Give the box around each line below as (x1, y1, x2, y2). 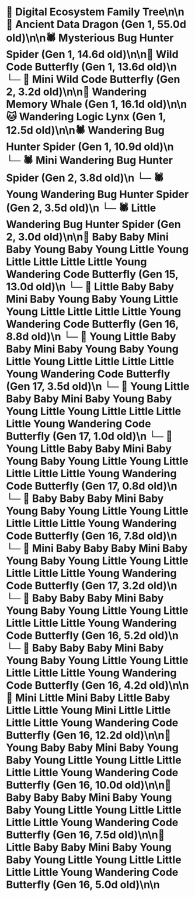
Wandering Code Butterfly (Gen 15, (6, 268, 179, 281)
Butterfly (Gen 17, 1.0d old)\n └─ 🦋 (6, 430, 173, 443)
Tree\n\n (142, 5, 185, 19)
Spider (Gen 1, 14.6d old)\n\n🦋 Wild (6, 48, 179, 61)
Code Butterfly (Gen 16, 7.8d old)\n (6, 529, 177, 543)
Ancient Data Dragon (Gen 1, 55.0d (15, 18, 187, 31)
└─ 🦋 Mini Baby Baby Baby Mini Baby (6, 542, 188, 555)
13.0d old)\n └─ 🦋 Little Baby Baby (6, 280, 174, 294)
